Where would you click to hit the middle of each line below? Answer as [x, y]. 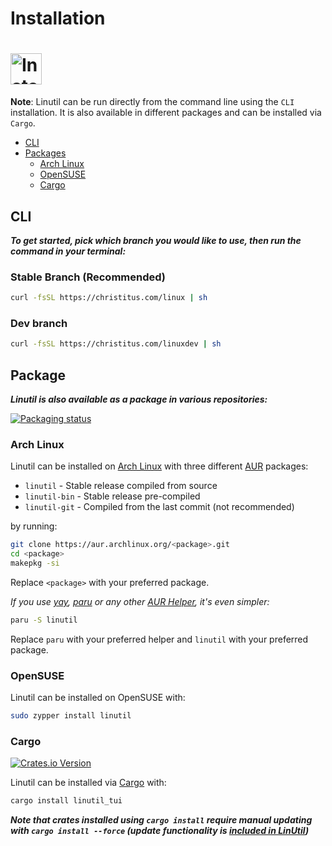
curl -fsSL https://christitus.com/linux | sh [109, 298]
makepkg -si [35, 563]
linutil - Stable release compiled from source [121, 486]
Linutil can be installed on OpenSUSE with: [98, 698]
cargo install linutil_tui [66, 801]
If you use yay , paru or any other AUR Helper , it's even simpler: [140, 602]
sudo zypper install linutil [71, 716]
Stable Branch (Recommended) [88, 277]
